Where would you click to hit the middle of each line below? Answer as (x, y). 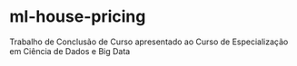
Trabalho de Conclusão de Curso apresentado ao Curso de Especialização (149, 42)
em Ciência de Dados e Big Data (70, 51)
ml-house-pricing (78, 17)
